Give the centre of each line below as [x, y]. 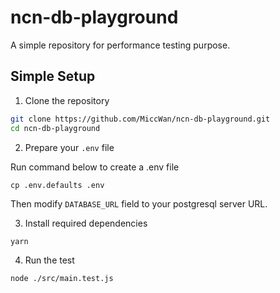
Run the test [49, 260]
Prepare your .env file [69, 147]
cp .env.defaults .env [57, 185]
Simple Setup [53, 76]
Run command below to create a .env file [95, 167]
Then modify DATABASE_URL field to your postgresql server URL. [139, 203]
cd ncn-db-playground [55, 128]
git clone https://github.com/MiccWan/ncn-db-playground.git [140, 119]
